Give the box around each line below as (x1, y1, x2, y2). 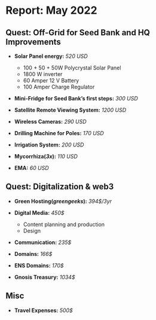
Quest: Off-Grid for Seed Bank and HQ (5, 28, 151, 38)
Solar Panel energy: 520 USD (14, 53, 88, 60)
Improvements (5, 36, 61, 47)
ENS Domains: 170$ (14, 261, 64, 269)
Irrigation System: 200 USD (14, 141, 84, 148)
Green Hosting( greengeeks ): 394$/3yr (14, 197, 112, 205)
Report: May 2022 (5, 4, 97, 17)
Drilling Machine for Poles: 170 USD (14, 130, 104, 136)
